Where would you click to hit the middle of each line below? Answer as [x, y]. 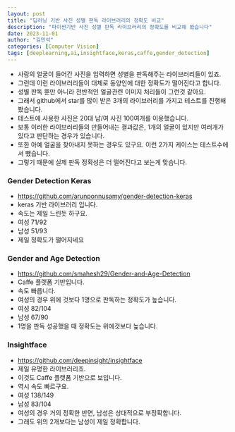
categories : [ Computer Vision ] [53, 47]
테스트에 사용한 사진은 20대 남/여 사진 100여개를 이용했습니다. [103, 118]
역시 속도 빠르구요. [43, 386]
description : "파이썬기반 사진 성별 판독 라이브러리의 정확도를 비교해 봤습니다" [110, 27]
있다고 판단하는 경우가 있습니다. [61, 135]
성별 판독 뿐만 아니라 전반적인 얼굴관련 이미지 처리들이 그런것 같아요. [112, 92]
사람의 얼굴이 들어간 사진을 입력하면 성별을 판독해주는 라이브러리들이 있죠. [119, 74]
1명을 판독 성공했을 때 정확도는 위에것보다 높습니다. [88, 326]
